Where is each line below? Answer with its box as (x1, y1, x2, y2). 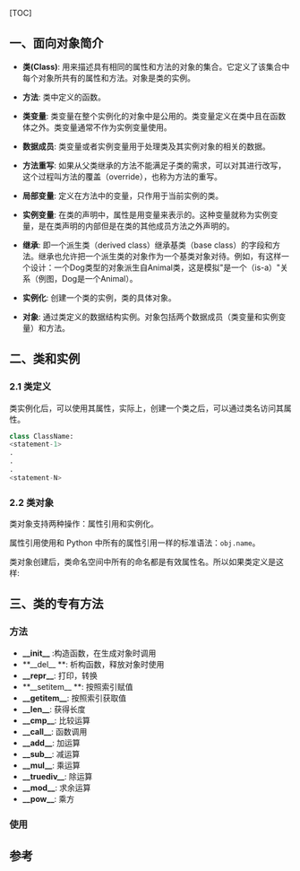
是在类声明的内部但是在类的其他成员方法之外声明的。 (38, 220, 235, 231)
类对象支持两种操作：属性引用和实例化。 (9, 518, 159, 529)
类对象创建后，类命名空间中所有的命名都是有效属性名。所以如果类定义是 (9, 556, 276, 568)
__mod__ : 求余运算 (21, 782, 91, 793)
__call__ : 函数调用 (21, 726, 88, 736)
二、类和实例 (9, 352, 81, 367)
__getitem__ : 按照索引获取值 (21, 692, 127, 703)
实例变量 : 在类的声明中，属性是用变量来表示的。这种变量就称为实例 (21, 209, 270, 220)
